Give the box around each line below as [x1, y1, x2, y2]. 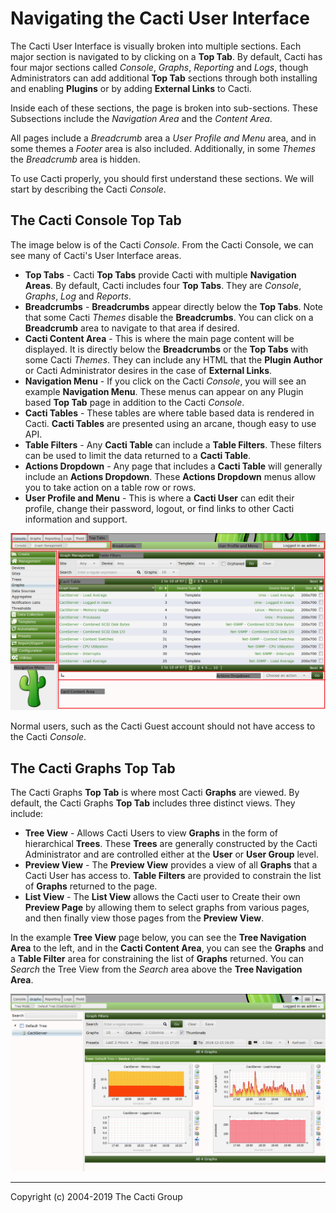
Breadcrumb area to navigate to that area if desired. [24, 322, 240, 334]
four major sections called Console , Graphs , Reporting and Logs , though [10, 61, 309, 73]
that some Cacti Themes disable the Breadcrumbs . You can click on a [24, 311, 314, 323]
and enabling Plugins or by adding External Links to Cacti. [10, 82, 252, 94]
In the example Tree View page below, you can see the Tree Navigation [10, 932, 307, 944]
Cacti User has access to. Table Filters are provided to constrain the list [24, 870, 322, 882]
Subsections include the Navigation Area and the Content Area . [10, 112, 273, 124]
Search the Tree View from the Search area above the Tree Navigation [10, 963, 303, 976]
